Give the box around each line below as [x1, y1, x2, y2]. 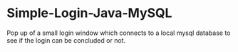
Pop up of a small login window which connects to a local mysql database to [6, 28, 231, 37]
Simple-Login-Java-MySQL [6, 5, 172, 21]
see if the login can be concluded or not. [6, 36, 126, 44]
